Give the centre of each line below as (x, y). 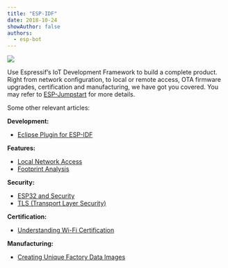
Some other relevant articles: (49, 108)
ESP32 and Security (46, 196)
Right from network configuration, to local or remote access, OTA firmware (114, 80)
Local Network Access (50, 162)
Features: (22, 148)
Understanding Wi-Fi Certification (66, 231)
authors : (20, 33)
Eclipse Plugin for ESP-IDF (55, 135)
